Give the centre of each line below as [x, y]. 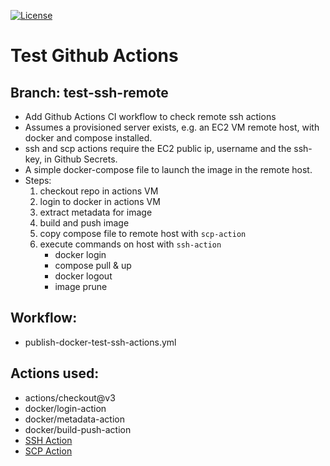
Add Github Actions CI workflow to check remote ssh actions [150, 116]
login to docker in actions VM [100, 201]
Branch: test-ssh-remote [89, 92]
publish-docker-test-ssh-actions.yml [100, 342]
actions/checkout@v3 [70, 397]
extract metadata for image [96, 212]
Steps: [38, 180]
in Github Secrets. [81, 159]
